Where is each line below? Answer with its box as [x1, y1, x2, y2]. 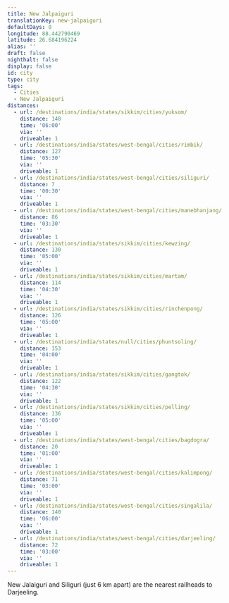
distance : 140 [20, 508, 61, 516]
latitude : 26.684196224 [7, 37, 78, 44]
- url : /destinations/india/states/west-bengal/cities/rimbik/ [13, 142, 203, 149]
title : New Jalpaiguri [7, 10, 74, 18]
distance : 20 [20, 443, 58, 450]
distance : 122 [20, 377, 61, 384]
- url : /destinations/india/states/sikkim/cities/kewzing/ [13, 240, 191, 247]
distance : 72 [20, 541, 58, 549]
